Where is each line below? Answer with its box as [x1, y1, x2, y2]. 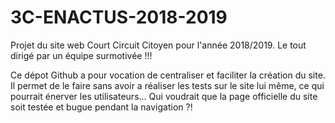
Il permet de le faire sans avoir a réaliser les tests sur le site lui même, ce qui [10, 79, 325, 91]
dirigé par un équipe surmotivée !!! [10, 49, 153, 61]
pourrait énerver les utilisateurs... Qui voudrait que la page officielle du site [10, 90, 318, 102]
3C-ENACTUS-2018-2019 [10, 6, 228, 29]
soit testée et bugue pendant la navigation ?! [10, 101, 193, 113]
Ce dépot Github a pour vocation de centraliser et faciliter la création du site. [10, 69, 326, 81]
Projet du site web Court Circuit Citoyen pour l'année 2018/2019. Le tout [10, 39, 307, 51]
